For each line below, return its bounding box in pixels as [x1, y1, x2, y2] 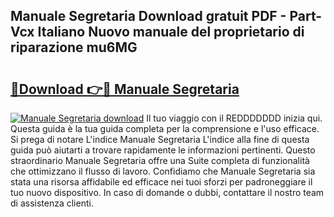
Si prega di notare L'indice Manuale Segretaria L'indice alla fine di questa [10, 134, 310, 145]
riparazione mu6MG [10, 39, 138, 56]
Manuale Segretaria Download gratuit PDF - [10, 8, 287, 25]
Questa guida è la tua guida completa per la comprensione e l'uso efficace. [10, 123, 320, 134]
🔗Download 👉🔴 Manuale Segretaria [10, 80, 240, 98]
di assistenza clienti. [10, 197, 94, 209]
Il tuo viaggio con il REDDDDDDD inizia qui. [146, 112, 323, 124]
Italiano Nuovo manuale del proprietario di [37, 24, 305, 41]
